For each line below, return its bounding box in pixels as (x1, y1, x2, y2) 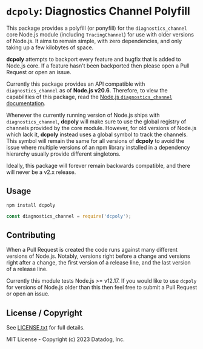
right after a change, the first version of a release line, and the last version (6, 259, 191, 266)
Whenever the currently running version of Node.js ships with (6, 111, 160, 119)
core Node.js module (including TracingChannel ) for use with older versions (6, 30, 194, 38)
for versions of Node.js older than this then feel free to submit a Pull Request (6, 284, 198, 291)
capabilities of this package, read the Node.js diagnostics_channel (6, 93, 173, 100)
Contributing (6, 230, 56, 240)
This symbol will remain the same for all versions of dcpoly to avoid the (6, 137, 185, 144)
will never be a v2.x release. (6, 168, 76, 176)
